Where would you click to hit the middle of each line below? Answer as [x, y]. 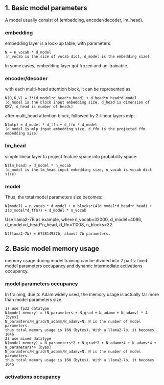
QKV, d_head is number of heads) [39, 107]
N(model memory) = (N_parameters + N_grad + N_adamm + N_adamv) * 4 [76, 313]
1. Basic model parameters [46, 8]
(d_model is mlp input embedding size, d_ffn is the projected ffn [75, 129]
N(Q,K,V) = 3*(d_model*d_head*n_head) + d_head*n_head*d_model [71, 98]
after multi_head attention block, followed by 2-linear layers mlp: [70, 116]
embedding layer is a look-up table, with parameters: [58, 43]
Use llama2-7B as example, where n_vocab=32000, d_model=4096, [74, 220]
